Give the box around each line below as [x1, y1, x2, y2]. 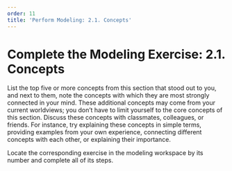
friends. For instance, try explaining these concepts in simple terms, [7, 120, 201, 129]
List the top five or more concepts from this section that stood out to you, [7, 84, 217, 92]
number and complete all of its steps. [7, 156, 113, 165]
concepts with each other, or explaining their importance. [7, 136, 172, 144]
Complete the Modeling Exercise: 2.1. [7, 46, 226, 62]
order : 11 [7, 10, 36, 17]
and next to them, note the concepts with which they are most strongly [7, 91, 210, 100]
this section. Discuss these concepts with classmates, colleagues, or [7, 114, 204, 122]
